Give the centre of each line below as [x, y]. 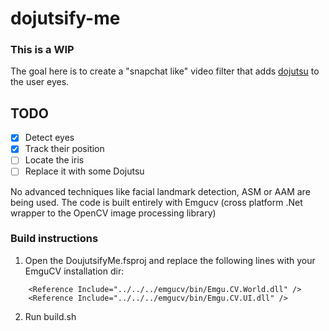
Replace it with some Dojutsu [84, 171]
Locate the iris [54, 160]
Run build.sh [50, 316]
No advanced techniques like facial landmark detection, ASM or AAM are [160, 191]
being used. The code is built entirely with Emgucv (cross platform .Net [156, 202]
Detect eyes [49, 138]
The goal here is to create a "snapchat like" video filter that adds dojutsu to [165, 71]
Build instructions [54, 239]
